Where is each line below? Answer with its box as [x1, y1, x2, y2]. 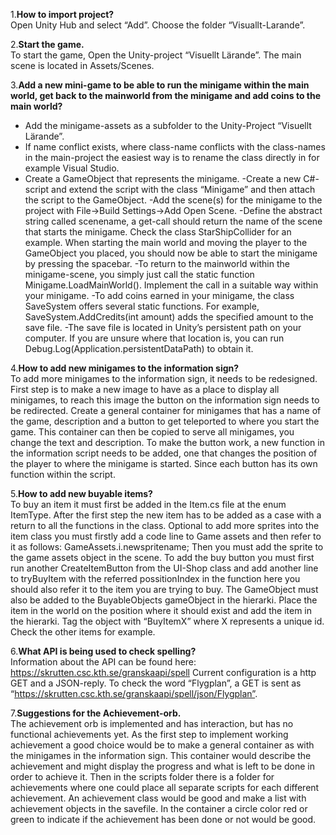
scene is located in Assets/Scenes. [10, 60, 155, 71]
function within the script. [10, 469, 116, 480]
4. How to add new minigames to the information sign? [10, 362, 240, 374]
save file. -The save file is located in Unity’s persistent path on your [24, 322, 302, 333]
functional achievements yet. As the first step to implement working [10, 729, 289, 740]
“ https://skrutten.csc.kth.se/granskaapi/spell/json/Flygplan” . [10, 688, 258, 699]
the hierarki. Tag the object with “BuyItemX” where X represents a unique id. [10, 615, 325, 627]
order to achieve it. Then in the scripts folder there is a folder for [10, 771, 275, 783]
